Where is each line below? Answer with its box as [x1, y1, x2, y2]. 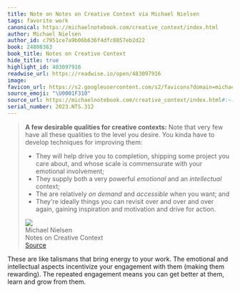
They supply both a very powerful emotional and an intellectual [35, 174, 222, 183]
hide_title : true [7, 57, 59, 64]
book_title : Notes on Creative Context [7, 51, 126, 58]
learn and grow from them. [7, 277, 86, 286]
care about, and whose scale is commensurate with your [35, 159, 203, 168]
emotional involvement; [35, 167, 105, 175]
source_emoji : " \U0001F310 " [7, 90, 91, 97]
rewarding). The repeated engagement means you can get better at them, [7, 269, 225, 278]
